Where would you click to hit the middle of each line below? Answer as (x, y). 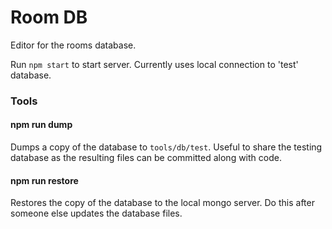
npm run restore (44, 180)
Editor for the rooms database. (73, 45)
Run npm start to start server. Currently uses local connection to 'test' (154, 64)
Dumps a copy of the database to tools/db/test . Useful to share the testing (166, 147)
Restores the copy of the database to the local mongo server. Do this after (162, 203)
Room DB (49, 17)
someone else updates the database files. (96, 213)
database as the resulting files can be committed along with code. (146, 158)
